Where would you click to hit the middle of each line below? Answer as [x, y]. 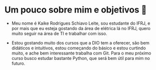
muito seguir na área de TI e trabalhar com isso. [59, 33]
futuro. [18, 63]
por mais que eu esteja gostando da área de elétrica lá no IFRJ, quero [81, 28]
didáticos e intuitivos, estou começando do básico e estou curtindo [79, 48]
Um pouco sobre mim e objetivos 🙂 [76, 10]
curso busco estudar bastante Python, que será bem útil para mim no [81, 58]
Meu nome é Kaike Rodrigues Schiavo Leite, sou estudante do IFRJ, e [81, 23]
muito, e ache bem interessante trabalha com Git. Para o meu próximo [81, 53]
